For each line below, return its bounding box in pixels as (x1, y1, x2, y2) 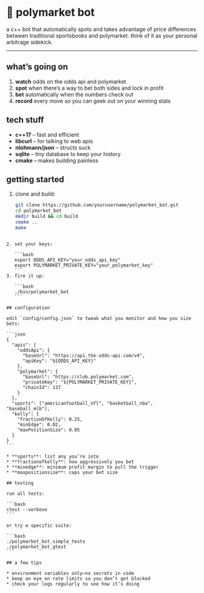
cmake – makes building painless (15, 157, 98, 164)
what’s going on (6, 62, 68, 72)
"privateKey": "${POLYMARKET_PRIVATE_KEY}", (22, 379, 137, 385)
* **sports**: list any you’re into (6, 453, 99, 459)
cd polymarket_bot (15, 208, 62, 214)
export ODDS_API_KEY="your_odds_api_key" (14, 257, 121, 263)
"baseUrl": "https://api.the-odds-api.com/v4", (22, 352, 146, 359)
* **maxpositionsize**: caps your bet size (6, 469, 118, 475)
